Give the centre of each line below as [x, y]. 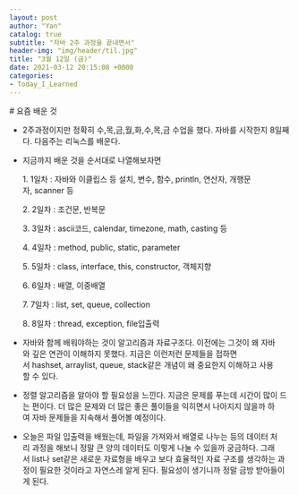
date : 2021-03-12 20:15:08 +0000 [72, 68]
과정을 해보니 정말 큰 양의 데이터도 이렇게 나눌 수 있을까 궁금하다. [145, 448]
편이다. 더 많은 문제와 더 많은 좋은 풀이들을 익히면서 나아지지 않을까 [149, 406]
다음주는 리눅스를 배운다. [77, 141]
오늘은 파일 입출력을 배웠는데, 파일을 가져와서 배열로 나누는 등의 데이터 [145, 436]
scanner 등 [54, 190]
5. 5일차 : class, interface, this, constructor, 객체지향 [117, 266]
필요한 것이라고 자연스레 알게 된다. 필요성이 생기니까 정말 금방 [146, 470]
